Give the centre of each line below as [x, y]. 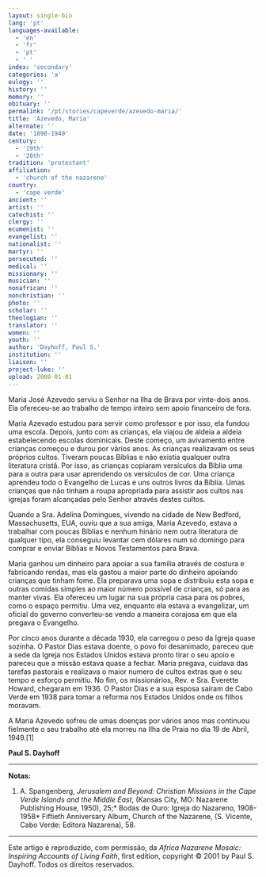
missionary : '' [33, 274]
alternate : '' [32, 126]
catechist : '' [32, 215]
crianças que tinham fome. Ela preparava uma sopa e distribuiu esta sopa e [131, 580]
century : [23, 141]
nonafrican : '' [33, 289]
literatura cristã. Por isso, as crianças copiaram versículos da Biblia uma [125, 465]
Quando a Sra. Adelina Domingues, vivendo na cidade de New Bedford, [125, 514]
